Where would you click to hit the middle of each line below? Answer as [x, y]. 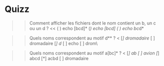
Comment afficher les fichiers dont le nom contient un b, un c [92, 23]
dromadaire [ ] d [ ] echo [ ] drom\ [63, 43]
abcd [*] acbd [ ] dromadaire [59, 58]
